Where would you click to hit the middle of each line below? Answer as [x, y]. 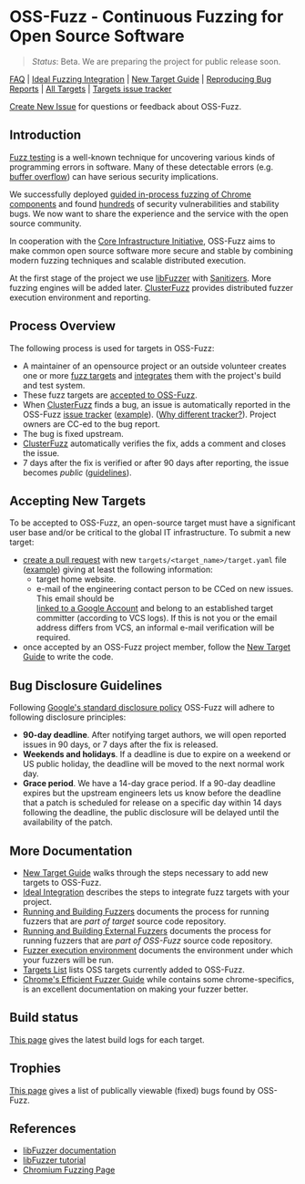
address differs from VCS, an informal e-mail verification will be [155, 628]
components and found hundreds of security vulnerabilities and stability [144, 203]
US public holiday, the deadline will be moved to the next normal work [153, 764]
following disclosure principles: [68, 717]
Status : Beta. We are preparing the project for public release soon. [156, 61]
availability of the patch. [67, 822]
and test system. [54, 385]
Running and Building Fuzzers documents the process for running [146, 911]
